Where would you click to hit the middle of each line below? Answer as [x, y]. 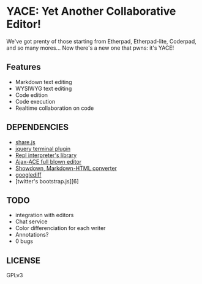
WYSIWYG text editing [43, 88]
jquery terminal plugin [43, 148]
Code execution [35, 101]
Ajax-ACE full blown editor [48, 161]
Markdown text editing [43, 82]
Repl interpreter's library [46, 155]
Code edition [31, 95]
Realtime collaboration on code [54, 108]
